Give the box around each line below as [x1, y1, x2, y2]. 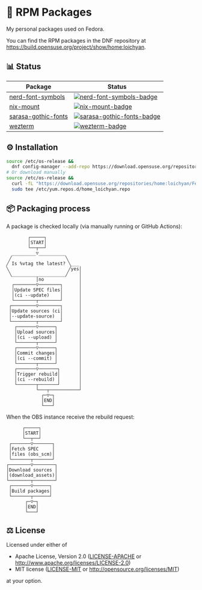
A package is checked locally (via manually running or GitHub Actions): [6, 223, 182, 230]
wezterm [9, 121, 34, 130]
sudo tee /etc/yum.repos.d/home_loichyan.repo [11, 186, 130, 192]
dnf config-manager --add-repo [11, 164, 90, 170]
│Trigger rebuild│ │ [14, 371, 82, 377]
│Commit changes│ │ [14, 350, 82, 356]
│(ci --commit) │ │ [14, 355, 82, 361]
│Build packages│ [8, 488, 52, 494]
